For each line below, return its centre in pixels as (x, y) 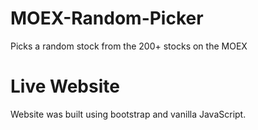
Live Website (65, 86)
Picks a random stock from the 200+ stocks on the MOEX (129, 46)
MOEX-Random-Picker (107, 18)
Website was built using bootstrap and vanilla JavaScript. (128, 114)
